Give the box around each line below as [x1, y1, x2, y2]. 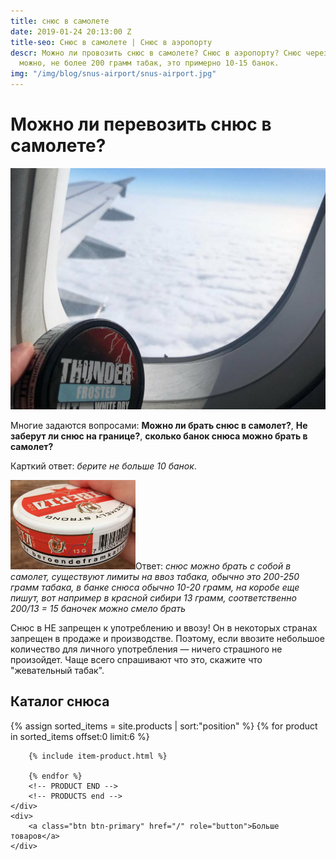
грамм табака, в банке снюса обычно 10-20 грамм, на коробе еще [10, 581, 300, 593]
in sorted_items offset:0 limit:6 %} [10, 730, 150, 742]
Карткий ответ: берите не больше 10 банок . [10, 460, 197, 472]
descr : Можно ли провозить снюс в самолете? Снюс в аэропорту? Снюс [10, 48, 302, 58]
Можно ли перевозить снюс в [10, 113, 272, 136]
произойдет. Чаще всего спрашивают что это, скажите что [10, 653, 263, 665]
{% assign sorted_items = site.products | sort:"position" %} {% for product [10, 720, 318, 732]
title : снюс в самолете [10, 16, 110, 26]
